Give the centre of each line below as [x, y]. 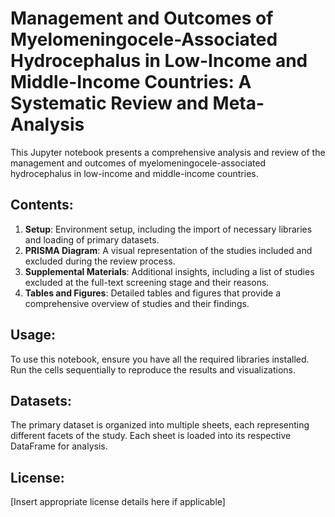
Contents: [42, 205]
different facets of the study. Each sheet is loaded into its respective [151, 436]
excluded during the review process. [100, 261]
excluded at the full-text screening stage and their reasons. [147, 282]
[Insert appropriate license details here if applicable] [118, 502]
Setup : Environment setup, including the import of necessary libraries [168, 229]
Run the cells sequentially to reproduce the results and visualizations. [153, 369]
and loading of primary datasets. [92, 239]
